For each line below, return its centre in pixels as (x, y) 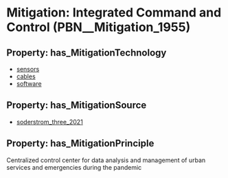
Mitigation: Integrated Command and (114, 13)
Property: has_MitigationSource (77, 105)
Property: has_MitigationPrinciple (80, 143)
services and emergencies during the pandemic (74, 167)
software (29, 84)
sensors (28, 69)
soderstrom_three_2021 (49, 122)
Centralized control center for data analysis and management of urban (106, 160)
